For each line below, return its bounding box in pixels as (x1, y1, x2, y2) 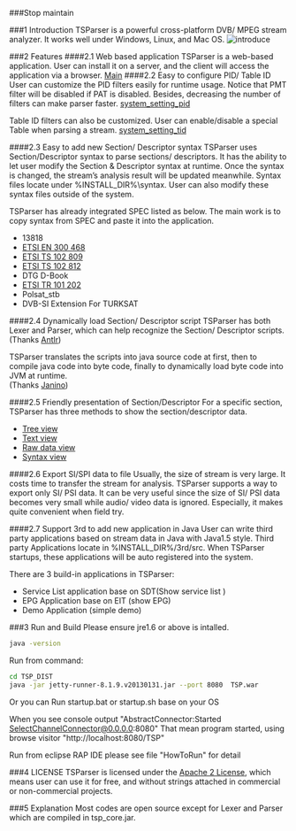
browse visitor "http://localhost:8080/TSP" (9, 732, 165, 743)
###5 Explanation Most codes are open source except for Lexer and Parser (9, 803, 284, 813)
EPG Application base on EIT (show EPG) (21, 596, 171, 605)
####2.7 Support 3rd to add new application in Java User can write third (9, 524, 274, 534)
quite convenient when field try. (9, 506, 125, 517)
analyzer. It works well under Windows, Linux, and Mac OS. (9, 35, 225, 44)
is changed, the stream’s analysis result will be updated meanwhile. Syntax (9, 170, 282, 181)
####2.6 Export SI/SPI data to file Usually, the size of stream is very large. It (9, 469, 286, 479)
